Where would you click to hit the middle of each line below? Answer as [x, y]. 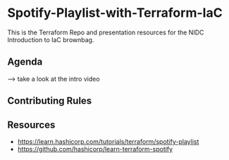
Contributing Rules [50, 101]
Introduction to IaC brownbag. [51, 39]
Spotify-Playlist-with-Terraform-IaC [115, 13]
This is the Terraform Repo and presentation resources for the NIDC [106, 32]
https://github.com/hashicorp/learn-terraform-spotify [95, 149]
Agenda [25, 62]
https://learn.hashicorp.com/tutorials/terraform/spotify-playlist [108, 141]
